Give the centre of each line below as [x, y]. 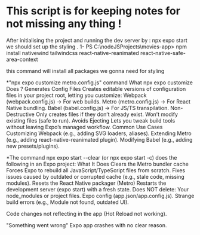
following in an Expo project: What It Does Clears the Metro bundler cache [98, 164]
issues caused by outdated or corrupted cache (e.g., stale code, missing [96, 176]
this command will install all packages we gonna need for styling [85, 71]
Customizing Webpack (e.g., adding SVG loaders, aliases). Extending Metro [99, 133]
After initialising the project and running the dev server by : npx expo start [97, 40]
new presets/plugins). [33, 146]
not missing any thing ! [64, 24]
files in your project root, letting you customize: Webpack [76, 95]
